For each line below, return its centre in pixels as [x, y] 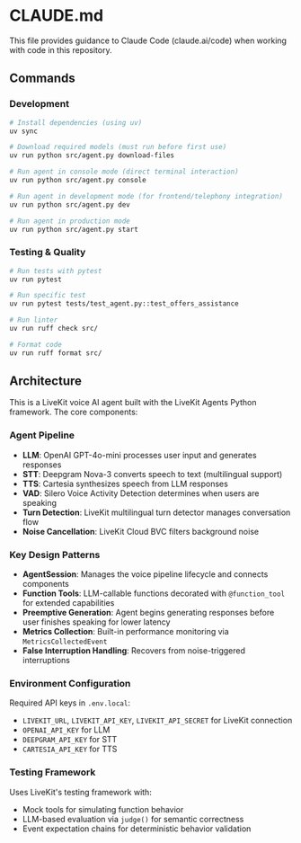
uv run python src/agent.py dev [70, 204]
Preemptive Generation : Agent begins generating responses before [148, 613]
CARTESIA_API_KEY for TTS [70, 749]
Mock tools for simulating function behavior [103, 809]
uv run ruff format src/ [56, 353]
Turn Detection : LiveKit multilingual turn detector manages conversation [156, 512]
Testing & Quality [48, 253]
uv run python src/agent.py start [74, 229]
